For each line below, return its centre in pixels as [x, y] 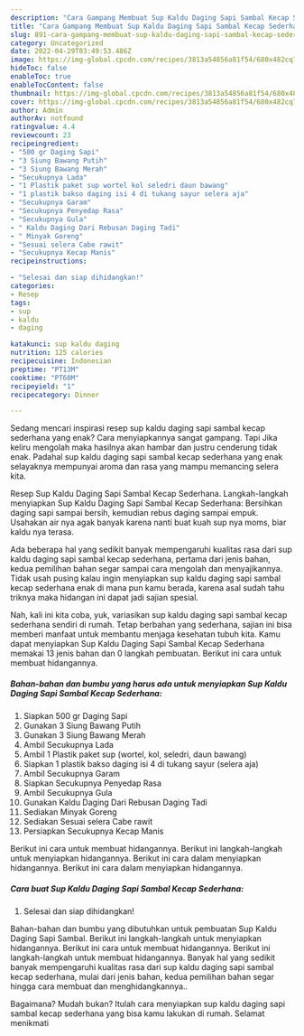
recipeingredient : [45, 144]
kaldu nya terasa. [42, 532]
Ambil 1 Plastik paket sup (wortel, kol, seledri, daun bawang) [135, 754]
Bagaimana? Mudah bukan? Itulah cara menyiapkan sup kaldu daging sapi [148, 1004]
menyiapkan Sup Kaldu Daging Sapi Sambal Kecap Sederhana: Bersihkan [147, 503]
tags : [20, 303]
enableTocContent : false [57, 85]
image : [23, 60]
